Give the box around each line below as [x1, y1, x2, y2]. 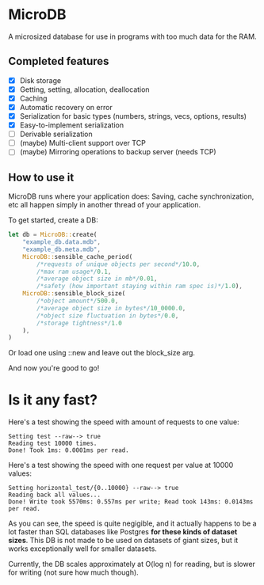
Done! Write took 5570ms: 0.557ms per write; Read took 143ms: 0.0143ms [8, 498, 254, 506]
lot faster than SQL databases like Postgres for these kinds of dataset [8, 527, 238, 537]
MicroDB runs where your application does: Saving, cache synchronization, [8, 192, 254, 201]
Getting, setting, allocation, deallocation [19, 85, 150, 94]
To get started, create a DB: [8, 215, 98, 225]
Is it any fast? [8, 391, 98, 409]
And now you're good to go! [8, 363, 100, 373]
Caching [19, 93, 48, 103]
